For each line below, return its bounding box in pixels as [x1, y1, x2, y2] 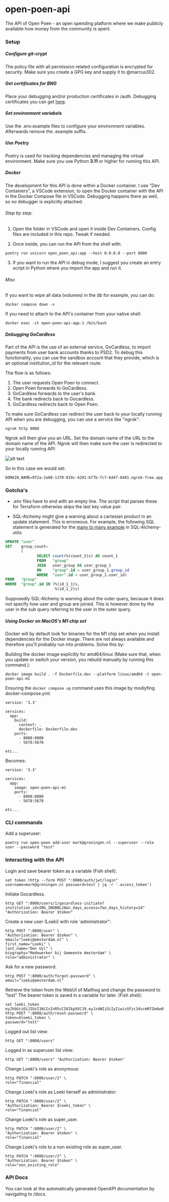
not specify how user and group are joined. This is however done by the [5, 601, 154, 607]
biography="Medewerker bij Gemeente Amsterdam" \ [5, 950, 112, 955]
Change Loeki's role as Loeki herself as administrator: [5, 1089, 117, 1095]
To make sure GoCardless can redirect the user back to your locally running [5, 411, 162, 417]
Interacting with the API [5, 856, 64, 863]
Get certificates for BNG [5, 80, 57, 86]
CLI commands [5, 819, 43, 826]
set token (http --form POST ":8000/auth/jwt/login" [5, 877, 118, 883]
